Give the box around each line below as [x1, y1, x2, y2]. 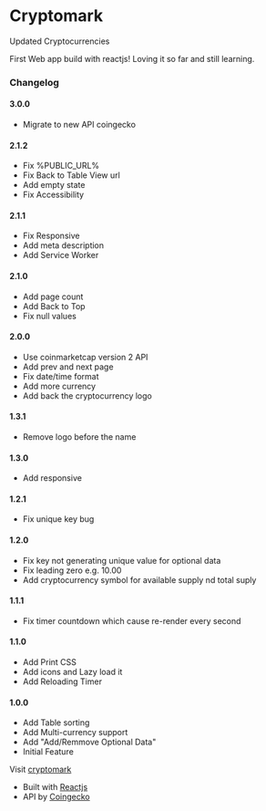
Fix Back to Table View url [22, 170, 120, 181]
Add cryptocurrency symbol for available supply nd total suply [22, 574, 257, 585]
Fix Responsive [22, 230, 80, 242]
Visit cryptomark [9, 764, 72, 775]
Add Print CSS [22, 657, 77, 668]
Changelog [9, 76, 59, 88]
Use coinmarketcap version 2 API [22, 351, 148, 362]
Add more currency [22, 380, 97, 391]
